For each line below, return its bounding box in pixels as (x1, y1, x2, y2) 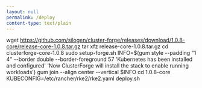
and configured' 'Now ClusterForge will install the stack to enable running (6, 62, 189, 69)
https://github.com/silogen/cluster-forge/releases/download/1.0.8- (20, 37, 186, 44)
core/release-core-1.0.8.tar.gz (6, 43, 81, 50)
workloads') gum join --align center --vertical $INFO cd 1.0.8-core (6, 69, 171, 76)
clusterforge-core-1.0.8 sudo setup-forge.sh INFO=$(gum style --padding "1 (6, 49, 197, 57)
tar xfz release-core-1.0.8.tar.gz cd (81, 43, 169, 50)
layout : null (6, 8, 39, 15)
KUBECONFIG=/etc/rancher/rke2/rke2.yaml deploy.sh (6, 75, 140, 82)
